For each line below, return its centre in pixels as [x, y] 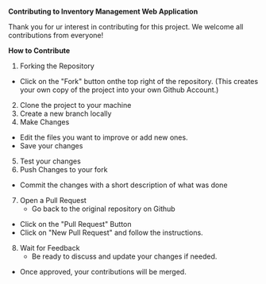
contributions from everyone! [56, 35]
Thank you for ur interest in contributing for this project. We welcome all [126, 27]
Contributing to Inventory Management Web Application [103, 12]
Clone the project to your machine [75, 105]
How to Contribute [39, 50]
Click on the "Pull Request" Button [75, 224]
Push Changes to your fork [64, 169]
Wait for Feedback [50, 248]
